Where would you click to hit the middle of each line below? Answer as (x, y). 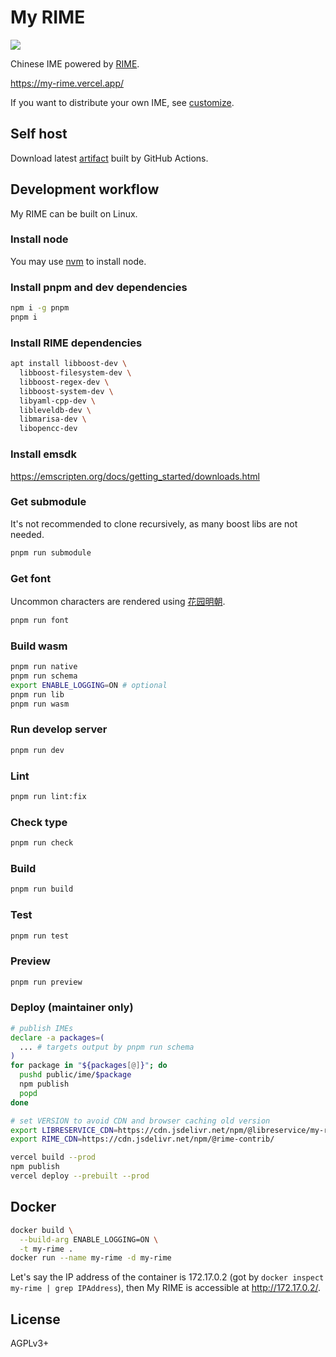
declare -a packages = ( (57, 1037)
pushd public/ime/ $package (75, 1075)
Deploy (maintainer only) (72, 1008)
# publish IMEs (42, 1028)
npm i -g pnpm (40, 308)
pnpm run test (40, 936)
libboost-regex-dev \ (64, 382)
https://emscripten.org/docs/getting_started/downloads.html (135, 476)
